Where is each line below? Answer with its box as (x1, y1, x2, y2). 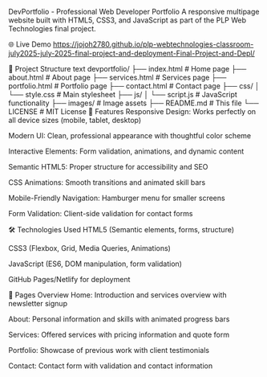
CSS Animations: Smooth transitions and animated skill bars (8, 178, 206, 187)
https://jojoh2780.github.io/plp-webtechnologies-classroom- (53, 39, 254, 49)
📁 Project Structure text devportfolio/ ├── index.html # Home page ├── (8, 64, 247, 73)
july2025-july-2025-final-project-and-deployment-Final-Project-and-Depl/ (8, 48, 255, 58)
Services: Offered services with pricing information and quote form (8, 330, 230, 339)
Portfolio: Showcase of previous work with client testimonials (8, 346, 210, 354)
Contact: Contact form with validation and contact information (8, 361, 213, 371)
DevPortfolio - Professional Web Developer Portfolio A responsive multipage (8, 7, 260, 16)
